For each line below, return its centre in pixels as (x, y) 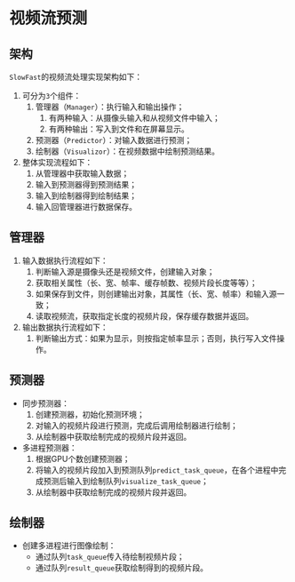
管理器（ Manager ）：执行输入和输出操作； (110, 107)
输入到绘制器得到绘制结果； (86, 195)
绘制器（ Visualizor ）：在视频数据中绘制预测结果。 (128, 151)
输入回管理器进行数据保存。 (86, 207)
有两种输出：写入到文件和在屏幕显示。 (119, 129)
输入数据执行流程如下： (65, 260)
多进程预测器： (49, 447)
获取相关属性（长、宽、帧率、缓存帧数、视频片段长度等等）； (146, 283)
